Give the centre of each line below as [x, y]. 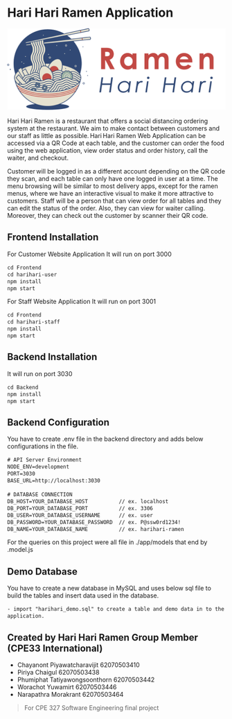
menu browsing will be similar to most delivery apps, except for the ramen [113, 186]
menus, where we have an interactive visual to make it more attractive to [110, 193]
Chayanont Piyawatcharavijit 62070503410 [78, 665]
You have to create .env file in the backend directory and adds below [105, 439]
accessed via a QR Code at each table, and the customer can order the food [116, 143]
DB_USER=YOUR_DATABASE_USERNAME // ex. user [80, 516]
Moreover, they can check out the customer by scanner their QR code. [108, 215]
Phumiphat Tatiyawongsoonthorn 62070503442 [86, 680]
